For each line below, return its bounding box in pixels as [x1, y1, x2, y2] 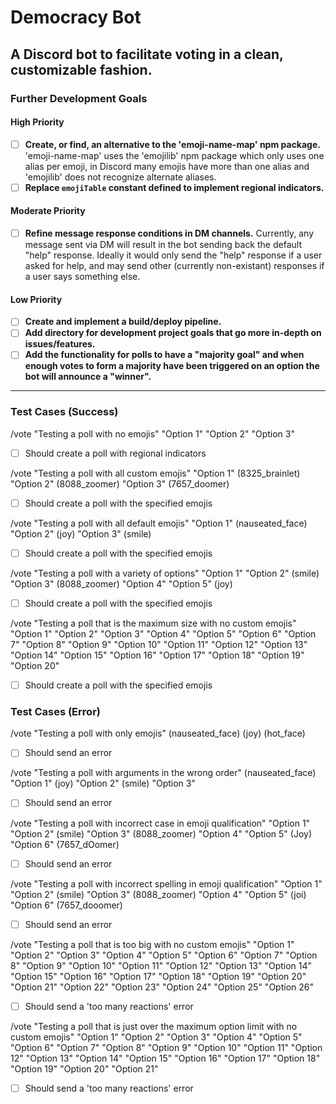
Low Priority [10, 293, 63, 305]
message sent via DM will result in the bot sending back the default [24, 239, 302, 251]
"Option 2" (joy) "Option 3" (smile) [10, 527, 152, 540]
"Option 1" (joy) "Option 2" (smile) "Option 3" [10, 777, 196, 790]
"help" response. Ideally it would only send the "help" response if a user [24, 249, 323, 261]
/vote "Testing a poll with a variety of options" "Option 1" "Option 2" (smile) [10, 567, 320, 579]
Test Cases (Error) [10, 705, 101, 719]
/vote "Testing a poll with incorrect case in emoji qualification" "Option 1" [10, 817, 311, 829]
